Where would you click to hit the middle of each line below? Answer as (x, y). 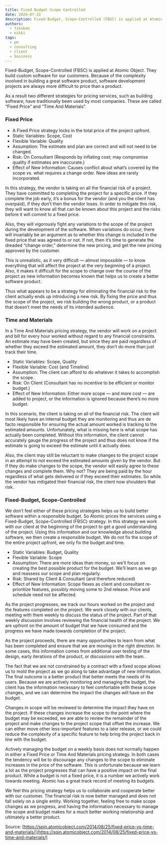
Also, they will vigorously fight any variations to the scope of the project (79, 224)
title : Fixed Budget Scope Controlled (45, 10)
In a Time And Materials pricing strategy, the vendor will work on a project (81, 330)
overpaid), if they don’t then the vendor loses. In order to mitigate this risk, (81, 204)
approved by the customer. (33, 251)
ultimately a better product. (33, 817)
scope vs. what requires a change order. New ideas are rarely (75, 173)
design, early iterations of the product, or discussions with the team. (75, 656)
